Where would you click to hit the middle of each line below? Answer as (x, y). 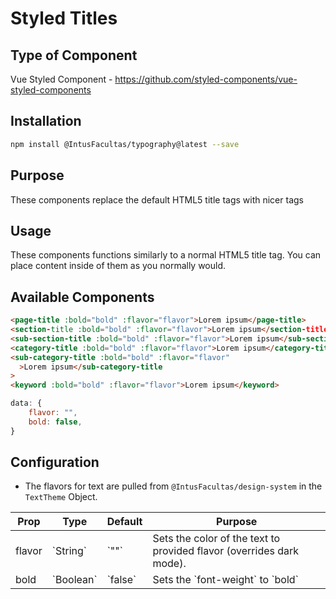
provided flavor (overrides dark (226, 551)
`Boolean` (74, 580)
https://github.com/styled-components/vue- (206, 79)
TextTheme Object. (61, 497)
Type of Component (74, 55)
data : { (26, 403)
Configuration (55, 462)
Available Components (82, 297)
